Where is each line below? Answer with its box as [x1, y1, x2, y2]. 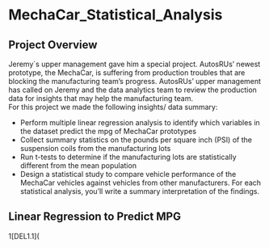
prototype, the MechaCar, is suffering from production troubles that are [8, 68, 246, 78]
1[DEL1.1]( [8, 231, 40, 241]
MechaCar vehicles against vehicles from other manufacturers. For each [19, 178, 261, 187]
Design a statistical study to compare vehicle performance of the [19, 170, 237, 179]
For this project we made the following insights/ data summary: [8, 103, 218, 111]
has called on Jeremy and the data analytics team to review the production [8, 85, 257, 95]
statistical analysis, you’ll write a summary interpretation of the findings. [19, 187, 260, 195]
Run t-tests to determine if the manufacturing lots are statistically [19, 152, 237, 162]
